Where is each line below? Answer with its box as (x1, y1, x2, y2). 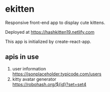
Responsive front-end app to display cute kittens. (5, 20, 105, 25)
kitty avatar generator (12, 76, 57, 82)
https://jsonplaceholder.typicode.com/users (12, 71, 102, 77)
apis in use (5, 53, 39, 61)
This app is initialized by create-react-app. (5, 38, 91, 45)
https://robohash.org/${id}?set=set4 (12, 81, 87, 87)
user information (12, 66, 46, 71)
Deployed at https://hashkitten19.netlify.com (5, 29, 95, 35)
